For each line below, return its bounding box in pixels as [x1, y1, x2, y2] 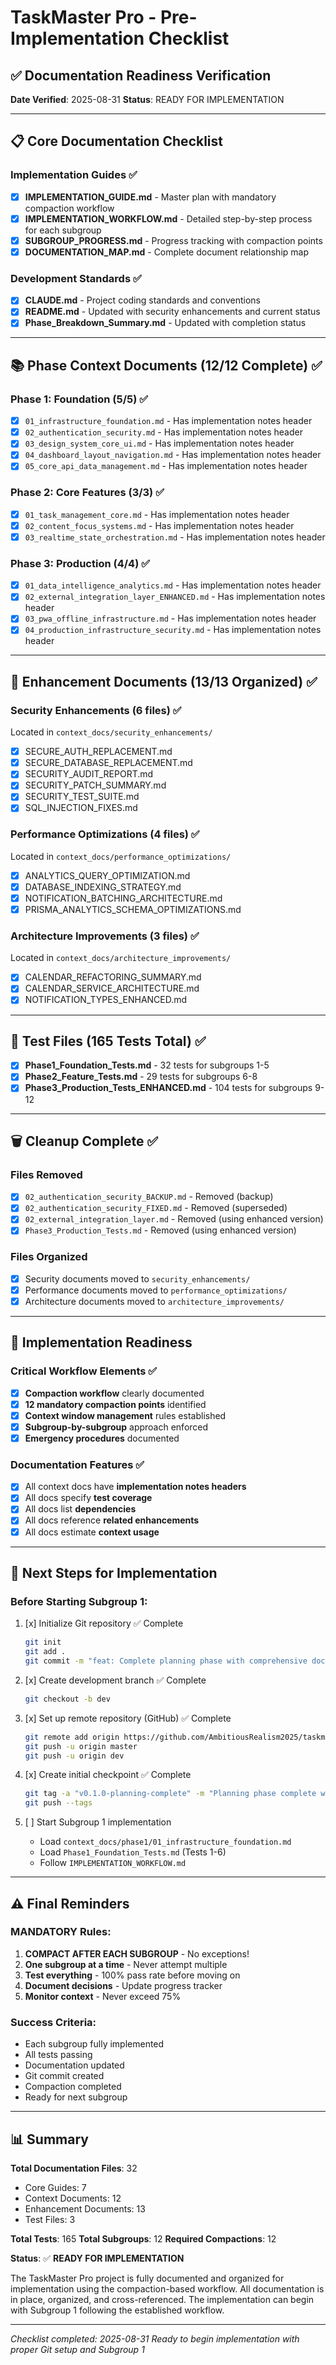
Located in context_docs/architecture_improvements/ [10, 952, 232, 964]
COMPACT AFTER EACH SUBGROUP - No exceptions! [24, 1947, 250, 1960]
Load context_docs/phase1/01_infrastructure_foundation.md [39, 1836, 292, 1848]
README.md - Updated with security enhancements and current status [24, 306, 321, 318]
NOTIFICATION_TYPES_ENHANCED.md [24, 994, 188, 1006]
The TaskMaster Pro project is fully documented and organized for [10, 2272, 285, 2284]
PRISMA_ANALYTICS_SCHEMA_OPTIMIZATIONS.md [24, 904, 242, 915]
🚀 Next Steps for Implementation [10, 1564, 218, 1581]
